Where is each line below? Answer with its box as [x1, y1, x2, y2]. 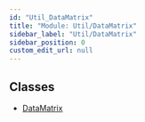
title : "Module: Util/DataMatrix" [9, 21, 138, 30]
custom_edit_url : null [9, 46, 93, 55]
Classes [9, 79, 55, 94]
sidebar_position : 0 [9, 37, 86, 47]
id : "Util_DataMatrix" [9, 12, 93, 22]
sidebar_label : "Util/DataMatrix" [9, 29, 138, 38]
